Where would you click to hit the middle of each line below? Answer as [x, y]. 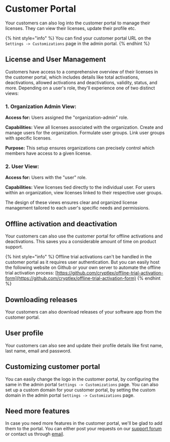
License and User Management [56, 60]
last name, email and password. [38, 351]
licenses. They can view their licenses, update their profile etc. [71, 28]
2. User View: [22, 166]
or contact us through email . [35, 434]
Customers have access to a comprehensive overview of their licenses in [82, 72]
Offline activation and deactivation [61, 224]
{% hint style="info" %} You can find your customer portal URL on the [78, 38]
